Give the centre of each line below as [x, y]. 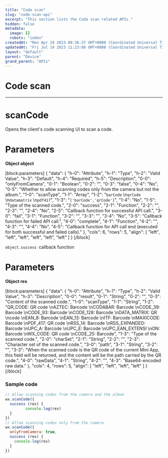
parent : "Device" [23, 57]
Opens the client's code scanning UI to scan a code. [59, 129]
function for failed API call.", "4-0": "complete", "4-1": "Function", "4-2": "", [82, 221]
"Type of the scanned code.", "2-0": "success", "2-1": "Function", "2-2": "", [82, 205]
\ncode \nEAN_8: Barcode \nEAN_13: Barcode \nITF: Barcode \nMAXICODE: [83, 318]
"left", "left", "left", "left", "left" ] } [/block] [47, 237]
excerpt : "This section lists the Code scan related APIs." [69, 19]
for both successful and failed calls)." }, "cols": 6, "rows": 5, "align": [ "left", [82, 232]
